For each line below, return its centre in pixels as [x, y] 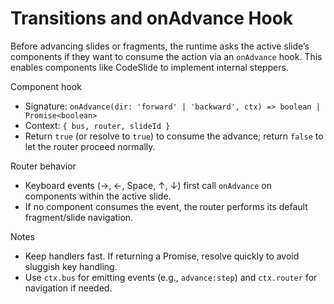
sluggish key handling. [71, 266]
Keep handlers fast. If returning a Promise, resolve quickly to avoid [162, 256]
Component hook [46, 86]
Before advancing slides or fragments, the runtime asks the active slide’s [160, 46]
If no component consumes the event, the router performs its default [166, 206]
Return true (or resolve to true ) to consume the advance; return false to [174, 136]
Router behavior [43, 166]
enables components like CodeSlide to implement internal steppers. [149, 67]
